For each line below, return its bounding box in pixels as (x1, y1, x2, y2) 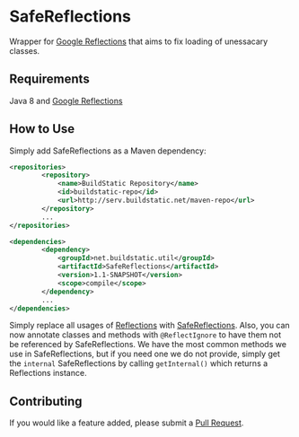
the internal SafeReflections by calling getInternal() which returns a (9, 358, 268, 369)
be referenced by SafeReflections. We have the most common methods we (9, 339, 287, 350)
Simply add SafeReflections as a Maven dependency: (9, 145, 207, 156)
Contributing (9, 393, 83, 409)
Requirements (9, 72, 90, 87)
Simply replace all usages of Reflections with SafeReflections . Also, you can (9, 320, 290, 331)
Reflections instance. (9, 368, 87, 379)
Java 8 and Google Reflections (9, 95, 123, 106)
